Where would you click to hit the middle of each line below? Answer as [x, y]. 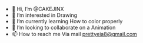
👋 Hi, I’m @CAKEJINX [38, 9]
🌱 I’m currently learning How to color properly [67, 21]
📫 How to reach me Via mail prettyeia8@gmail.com [74, 34]
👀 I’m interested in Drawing [44, 15]
